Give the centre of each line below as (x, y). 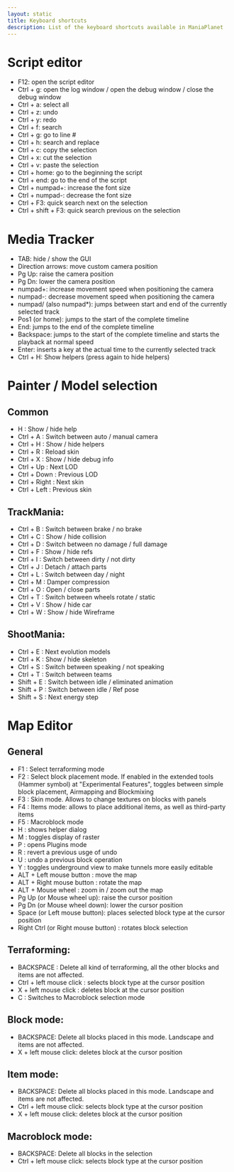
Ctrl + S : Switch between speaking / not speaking (91, 666)
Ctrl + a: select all (43, 105)
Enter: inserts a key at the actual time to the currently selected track (117, 350)
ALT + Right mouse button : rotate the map (79, 882)
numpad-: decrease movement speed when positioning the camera (116, 297)
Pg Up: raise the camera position (65, 274)
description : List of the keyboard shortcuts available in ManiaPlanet (115, 27)
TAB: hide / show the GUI (54, 259)
